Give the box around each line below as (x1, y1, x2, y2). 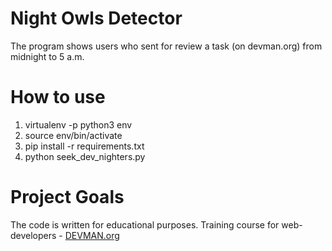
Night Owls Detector (10, 7, 183, 30)
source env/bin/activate (24, 129, 123, 141)
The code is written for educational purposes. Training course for (10, 218, 280, 231)
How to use (10, 86, 106, 109)
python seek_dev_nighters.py (24, 150, 146, 162)
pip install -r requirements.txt (24, 140, 145, 152)
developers (10, 229, 57, 241)
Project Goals (10, 186, 125, 209)
